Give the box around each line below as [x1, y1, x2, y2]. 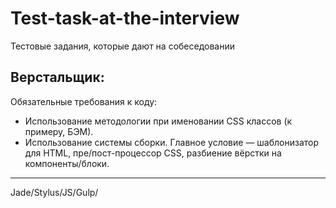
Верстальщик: [10, 69, 105, 86]
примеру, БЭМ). [24, 125, 94, 137]
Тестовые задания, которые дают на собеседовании [10, 40, 236, 52]
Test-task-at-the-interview [10, 7, 240, 30]
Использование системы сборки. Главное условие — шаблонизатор [24, 136, 320, 148]
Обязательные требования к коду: [10, 95, 158, 107]
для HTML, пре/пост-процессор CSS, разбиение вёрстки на [24, 147, 282, 159]
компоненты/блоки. [24, 157, 110, 169]
